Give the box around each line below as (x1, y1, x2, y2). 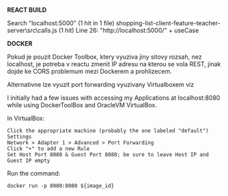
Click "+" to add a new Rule (7, 145, 90, 152)
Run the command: (7, 169, 61, 177)
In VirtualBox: (7, 114, 45, 122)
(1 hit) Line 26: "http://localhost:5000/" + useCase (58, 27, 199, 34)
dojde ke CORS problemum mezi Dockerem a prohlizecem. (7, 68, 172, 75)
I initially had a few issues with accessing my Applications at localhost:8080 (7, 94, 220, 102)
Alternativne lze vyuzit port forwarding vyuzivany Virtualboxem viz (7, 81, 195, 88)
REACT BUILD (7, 6, 47, 14)
